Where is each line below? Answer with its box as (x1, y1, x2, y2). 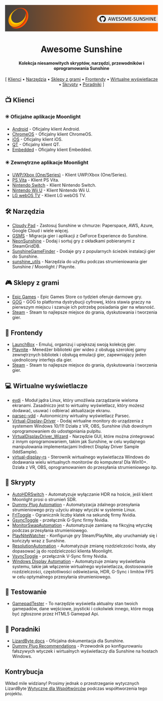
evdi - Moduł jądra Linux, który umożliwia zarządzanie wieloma (12, 397, 138, 403)
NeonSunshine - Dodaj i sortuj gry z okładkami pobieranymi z (12, 238, 135, 244)
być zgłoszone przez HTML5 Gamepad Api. (12, 611, 99, 617)
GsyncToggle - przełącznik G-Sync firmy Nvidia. (12, 517, 109, 523)
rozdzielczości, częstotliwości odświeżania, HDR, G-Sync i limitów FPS (12, 568, 154, 574)
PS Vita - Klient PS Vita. (12, 177, 60, 183)
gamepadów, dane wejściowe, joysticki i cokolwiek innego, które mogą (12, 606, 154, 612)
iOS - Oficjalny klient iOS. (12, 136, 63, 142)
